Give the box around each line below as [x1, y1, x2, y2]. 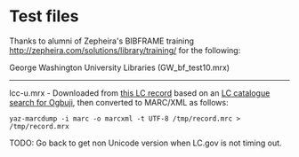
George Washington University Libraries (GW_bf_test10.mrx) [9, 62, 230, 73]
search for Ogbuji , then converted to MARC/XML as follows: [9, 97, 229, 107]
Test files [9, 6, 79, 27]
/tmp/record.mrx [9, 122, 69, 130]
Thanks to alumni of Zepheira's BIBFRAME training [9, 35, 194, 46]
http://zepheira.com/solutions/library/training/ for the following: [9, 44, 241, 55]
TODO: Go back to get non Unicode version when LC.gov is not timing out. [9, 137, 282, 148]
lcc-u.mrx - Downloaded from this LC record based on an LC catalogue [9, 87, 271, 98]
